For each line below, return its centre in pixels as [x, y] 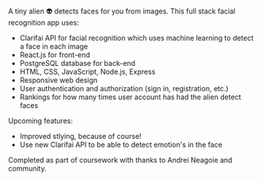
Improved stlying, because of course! [80, 136]
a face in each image [54, 46]
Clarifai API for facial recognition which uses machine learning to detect [137, 38]
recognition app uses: [44, 23]
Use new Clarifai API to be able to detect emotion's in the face [121, 144]
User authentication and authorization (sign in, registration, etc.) [124, 89]
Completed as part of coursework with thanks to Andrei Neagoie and [120, 160]
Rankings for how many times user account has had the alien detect [130, 97]
